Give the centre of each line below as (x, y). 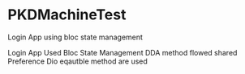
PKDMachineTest (67, 15)
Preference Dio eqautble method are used (77, 61)
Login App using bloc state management (75, 37)
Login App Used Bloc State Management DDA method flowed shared (122, 52)
